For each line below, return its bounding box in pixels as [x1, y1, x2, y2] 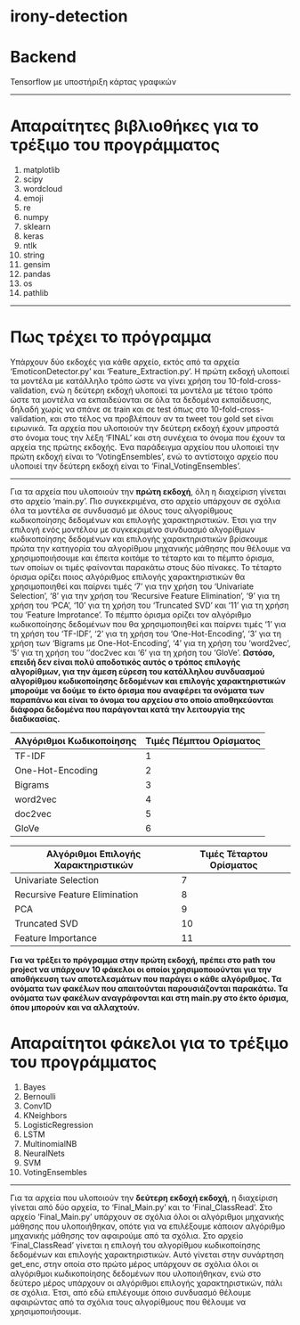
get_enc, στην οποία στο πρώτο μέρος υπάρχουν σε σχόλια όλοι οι [10, 1258, 259, 1269]
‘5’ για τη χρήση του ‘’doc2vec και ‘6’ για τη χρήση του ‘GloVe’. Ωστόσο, [10, 648, 275, 658]
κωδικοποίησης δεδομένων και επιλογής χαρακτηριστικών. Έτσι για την [10, 515, 277, 525]
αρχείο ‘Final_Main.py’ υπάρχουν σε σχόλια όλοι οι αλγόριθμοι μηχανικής [10, 1211, 284, 1222]
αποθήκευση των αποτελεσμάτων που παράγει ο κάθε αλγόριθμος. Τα [10, 974, 282, 984]
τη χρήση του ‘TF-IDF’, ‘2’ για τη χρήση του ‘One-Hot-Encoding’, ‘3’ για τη [10, 628, 281, 639]
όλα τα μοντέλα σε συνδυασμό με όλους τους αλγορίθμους [10, 505, 234, 516]
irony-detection [10, 6, 128, 27]
